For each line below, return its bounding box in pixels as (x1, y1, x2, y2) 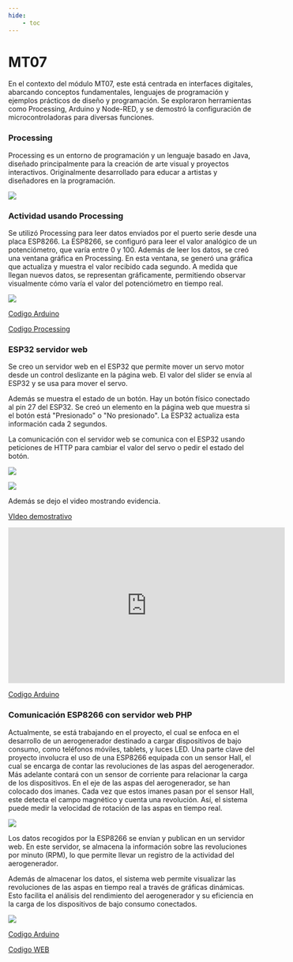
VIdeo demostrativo (8, 512, 73, 521)
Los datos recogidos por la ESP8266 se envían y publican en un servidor (8, 833, 245, 843)
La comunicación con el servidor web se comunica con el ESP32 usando (8, 434, 246, 444)
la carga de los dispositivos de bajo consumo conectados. (8, 899, 197, 908)
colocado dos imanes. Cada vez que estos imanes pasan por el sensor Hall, (8, 786, 254, 796)
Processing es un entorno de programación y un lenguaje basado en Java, (8, 150, 251, 160)
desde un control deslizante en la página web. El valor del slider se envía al (8, 370, 253, 380)
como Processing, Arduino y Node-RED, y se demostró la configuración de (8, 104, 252, 114)
